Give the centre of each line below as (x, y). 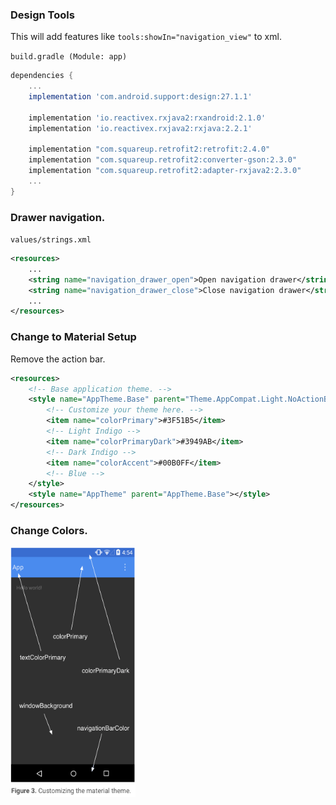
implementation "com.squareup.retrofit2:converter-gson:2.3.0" (163, 160)
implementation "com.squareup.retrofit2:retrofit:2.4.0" (149, 149)
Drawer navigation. (58, 217)
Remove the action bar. (58, 359)
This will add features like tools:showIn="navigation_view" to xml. (146, 37)
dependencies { (42, 76)
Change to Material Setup (73, 337)
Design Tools (42, 15)
